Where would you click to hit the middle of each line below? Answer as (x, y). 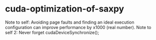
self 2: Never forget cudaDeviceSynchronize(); (52, 32)
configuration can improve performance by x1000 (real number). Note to (78, 27)
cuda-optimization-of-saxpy (65, 9)
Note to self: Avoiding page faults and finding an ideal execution (70, 22)
